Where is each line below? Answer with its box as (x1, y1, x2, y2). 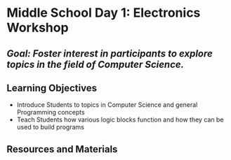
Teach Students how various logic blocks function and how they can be (16, 115, 224, 124)
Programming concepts (16, 108, 85, 117)
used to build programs (16, 123, 85, 131)
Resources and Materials (6, 143, 118, 155)
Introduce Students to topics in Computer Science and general (16, 101, 198, 109)
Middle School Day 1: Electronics (6, 5, 201, 21)
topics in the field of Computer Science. (6, 58, 184, 71)
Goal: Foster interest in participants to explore (6, 48, 213, 59)
